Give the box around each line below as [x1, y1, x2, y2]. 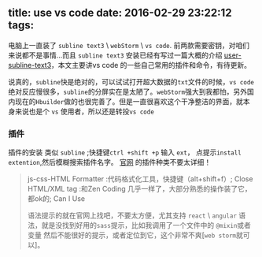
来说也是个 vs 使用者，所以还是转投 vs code [14, 106, 155, 116]
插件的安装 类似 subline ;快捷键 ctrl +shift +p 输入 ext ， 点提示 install [8, 147, 242, 157]
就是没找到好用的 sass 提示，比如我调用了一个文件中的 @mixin [41, 221, 238, 230]
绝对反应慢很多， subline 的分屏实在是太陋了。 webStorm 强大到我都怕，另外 [8, 87, 248, 96]
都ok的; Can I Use [27, 194, 86, 203]
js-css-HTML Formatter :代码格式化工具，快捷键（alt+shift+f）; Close [27, 174, 253, 184]
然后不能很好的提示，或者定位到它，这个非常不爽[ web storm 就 [42, 230, 244, 240]
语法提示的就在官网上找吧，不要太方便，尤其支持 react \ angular [27, 210, 238, 220]
